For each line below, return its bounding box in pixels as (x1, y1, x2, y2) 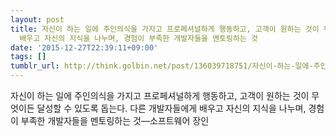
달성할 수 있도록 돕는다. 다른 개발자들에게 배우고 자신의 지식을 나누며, (36, 102, 307, 114)
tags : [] (10, 52, 47, 62)
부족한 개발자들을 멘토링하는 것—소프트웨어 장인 (20, 115, 210, 126)
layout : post (10, 14, 65, 25)
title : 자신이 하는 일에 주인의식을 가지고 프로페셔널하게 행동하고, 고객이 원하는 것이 (10, 24, 320, 34)
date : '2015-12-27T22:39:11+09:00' (10, 42, 159, 53)
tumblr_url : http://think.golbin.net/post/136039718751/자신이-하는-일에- (10, 61, 314, 71)
